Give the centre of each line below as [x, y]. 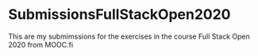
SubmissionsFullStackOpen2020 [119, 15]
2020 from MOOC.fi [41, 44]
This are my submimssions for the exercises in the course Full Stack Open [129, 36]
